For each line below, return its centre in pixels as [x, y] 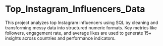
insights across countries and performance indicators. [60, 38]
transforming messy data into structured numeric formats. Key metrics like [81, 27]
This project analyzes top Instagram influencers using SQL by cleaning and [82, 23]
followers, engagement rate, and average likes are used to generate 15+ [79, 33]
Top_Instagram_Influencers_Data [75, 9]
